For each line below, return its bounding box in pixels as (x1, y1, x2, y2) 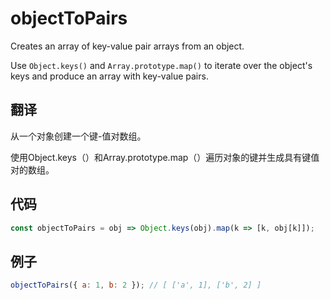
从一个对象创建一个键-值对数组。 (10, 130, 147, 142)
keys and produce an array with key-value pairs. (10, 70, 209, 82)
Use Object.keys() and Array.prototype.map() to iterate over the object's (10, 59, 313, 71)
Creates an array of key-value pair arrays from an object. (10, 40, 245, 52)
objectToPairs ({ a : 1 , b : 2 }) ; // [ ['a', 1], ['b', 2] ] (10, 280, 262, 291)
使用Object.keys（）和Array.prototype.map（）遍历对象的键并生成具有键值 (10, 151, 320, 163)
